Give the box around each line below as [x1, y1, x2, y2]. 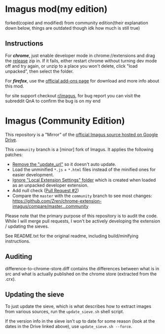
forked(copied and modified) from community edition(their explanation [5, 20, 149, 26]
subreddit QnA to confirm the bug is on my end [5, 98, 101, 104]
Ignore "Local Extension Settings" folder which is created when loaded [12, 177, 156, 183]
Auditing [5, 252, 33, 261]
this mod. [5, 83, 24, 89]
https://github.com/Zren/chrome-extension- [12, 198, 102, 204]
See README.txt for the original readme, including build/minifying [5, 233, 139, 239]
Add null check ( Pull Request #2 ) [12, 187, 79, 193]
